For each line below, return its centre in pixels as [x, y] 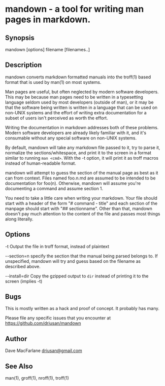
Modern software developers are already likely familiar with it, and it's [76, 133]
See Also [19, 366]
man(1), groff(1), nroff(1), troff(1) [37, 378]
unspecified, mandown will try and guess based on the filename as [73, 261]
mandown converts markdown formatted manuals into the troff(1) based [78, 77]
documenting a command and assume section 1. [54, 188]
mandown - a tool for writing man [75, 9]
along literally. [19, 219]
